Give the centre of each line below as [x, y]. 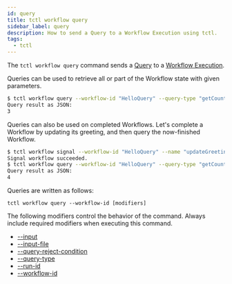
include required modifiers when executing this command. [90, 223]
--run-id [29, 266]
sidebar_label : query [38, 26]
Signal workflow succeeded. [48, 158]
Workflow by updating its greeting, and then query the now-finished [104, 132]
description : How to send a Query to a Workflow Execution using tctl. [112, 33]
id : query [21, 13]
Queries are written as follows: [51, 191]
